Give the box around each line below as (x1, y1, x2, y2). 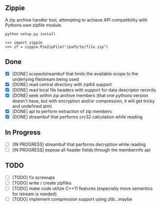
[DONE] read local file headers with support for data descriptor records (12, 87, 156, 92)
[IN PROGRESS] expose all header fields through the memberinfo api (12, 147, 151, 153)
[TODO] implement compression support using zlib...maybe (12, 196, 133, 202)
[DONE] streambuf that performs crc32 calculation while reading (12, 114, 143, 119)
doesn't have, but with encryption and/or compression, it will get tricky (12, 98, 155, 104)
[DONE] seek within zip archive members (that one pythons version (12, 92, 148, 98)
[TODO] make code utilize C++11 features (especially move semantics (12, 185, 153, 191)
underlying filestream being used (12, 76, 79, 82)
